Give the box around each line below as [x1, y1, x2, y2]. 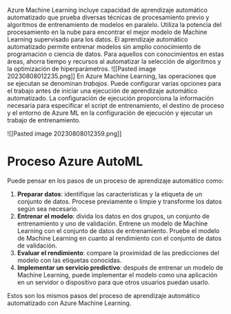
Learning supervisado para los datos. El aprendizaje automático [7, 35, 188, 44]
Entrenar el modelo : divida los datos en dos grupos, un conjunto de [17, 212, 210, 220]
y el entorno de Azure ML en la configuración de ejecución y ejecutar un [7, 109, 213, 117]
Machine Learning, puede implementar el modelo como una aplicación [17, 270, 218, 279]
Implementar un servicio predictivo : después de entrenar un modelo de [17, 263, 223, 272]
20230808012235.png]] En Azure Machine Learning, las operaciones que [7, 72, 217, 80]
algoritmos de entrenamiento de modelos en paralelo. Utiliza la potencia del [7, 21, 222, 28]
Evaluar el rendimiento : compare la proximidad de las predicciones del [17, 248, 219, 257]
